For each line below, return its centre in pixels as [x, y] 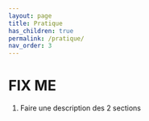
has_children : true [41, 31]
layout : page [30, 16]
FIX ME [32, 86]
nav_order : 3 [30, 46]
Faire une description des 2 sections [80, 108]
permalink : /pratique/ [46, 38]
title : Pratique [35, 23]
